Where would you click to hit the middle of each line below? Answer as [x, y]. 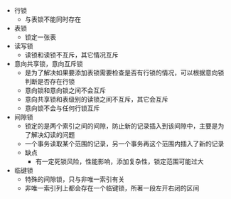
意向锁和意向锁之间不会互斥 [65, 90]
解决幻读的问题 [53, 135]
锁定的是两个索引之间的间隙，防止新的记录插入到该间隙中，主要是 [121, 126]
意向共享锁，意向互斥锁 [48, 64]
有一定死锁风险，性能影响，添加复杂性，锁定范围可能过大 [119, 161]
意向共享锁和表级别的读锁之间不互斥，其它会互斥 [96, 99]
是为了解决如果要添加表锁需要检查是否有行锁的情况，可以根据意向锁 [124, 72]
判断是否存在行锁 [50, 81]
